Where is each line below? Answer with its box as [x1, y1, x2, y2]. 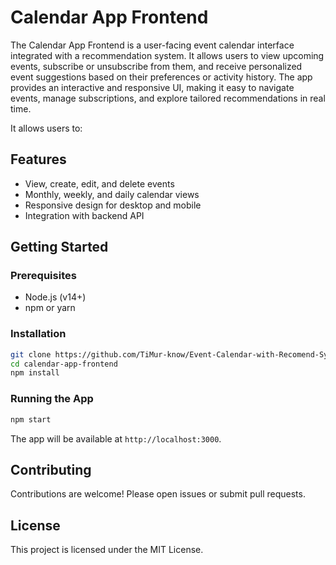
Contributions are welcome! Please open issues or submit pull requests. [10, 488, 306, 500]
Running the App [10, 392, 94, 406]
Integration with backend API [24, 209, 145, 221]
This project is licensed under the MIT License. [10, 544, 204, 556]
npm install [10, 368, 60, 378]
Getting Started [10, 239, 109, 256]
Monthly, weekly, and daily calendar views [24, 188, 200, 200]
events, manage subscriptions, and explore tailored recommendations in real [10, 92, 326, 104]
